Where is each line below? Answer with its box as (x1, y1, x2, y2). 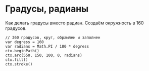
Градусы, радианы (5, 3, 89, 15)
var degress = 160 (5, 39, 44, 45)
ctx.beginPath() (5, 48, 39, 53)
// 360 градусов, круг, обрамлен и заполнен (5, 35, 101, 40)
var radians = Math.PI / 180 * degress (5, 44, 89, 49)
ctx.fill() (5, 57, 28, 62)
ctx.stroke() (5, 61, 33, 66)
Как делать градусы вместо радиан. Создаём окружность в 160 (5, 20, 144, 26)
